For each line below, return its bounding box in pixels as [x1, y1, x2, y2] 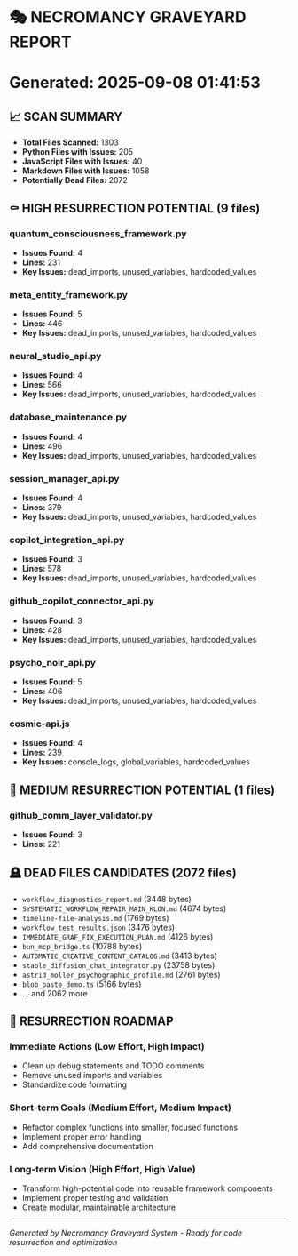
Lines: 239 [21, 748, 62, 758]
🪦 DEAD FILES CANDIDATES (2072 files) [9, 866, 237, 881]
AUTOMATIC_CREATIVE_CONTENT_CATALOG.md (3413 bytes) [21, 950, 217, 961]
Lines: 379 [21, 502, 62, 513]
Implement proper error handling [21, 1131, 142, 1142]
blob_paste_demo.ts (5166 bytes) [21, 979, 142, 989]
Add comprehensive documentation [21, 1140, 153, 1151]
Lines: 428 [21, 624, 63, 636]
